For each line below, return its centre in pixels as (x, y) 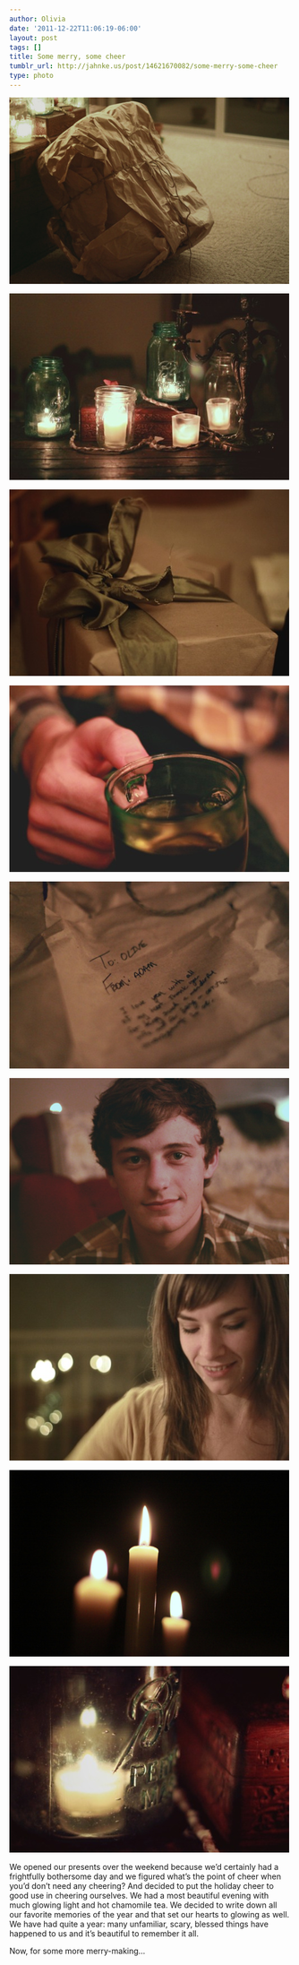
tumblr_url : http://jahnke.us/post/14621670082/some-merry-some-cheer (144, 66)
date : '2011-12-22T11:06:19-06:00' (76, 28)
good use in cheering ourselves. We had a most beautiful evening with (139, 1895)
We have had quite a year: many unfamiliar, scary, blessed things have (139, 1924)
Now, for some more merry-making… (77, 1951)
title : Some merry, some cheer (68, 57)
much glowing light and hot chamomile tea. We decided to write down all (143, 1905)
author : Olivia (38, 19)
